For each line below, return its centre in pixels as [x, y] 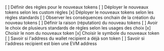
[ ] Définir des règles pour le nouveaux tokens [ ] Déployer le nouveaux [77, 7]
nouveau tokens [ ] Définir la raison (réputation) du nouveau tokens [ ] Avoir [82, 23]
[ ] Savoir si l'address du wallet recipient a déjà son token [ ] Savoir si [75, 38]
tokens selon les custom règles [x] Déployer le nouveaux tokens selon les [79, 12]
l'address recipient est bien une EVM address [51, 43]
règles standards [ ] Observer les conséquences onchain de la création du [80, 17]
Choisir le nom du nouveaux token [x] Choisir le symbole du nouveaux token [82, 33]
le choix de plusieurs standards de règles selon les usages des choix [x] [78, 28]
